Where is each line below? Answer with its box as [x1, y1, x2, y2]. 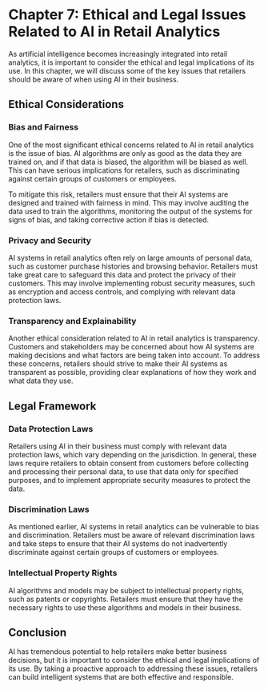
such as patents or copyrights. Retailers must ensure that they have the [8, 594, 244, 604]
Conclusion [8, 625, 67, 639]
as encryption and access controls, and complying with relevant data [8, 286, 236, 297]
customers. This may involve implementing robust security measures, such [8, 278, 256, 288]
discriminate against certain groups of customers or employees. [8, 548, 219, 557]
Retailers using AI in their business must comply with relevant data [8, 441, 227, 451]
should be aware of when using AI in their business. [8, 74, 179, 84]
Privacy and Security [8, 234, 92, 245]
